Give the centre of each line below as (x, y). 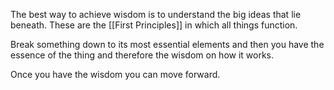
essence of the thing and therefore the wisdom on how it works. (142, 55)
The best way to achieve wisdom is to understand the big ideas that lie (156, 14)
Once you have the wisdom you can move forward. (115, 74)
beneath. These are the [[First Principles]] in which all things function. (154, 25)
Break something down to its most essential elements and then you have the (167, 44)
